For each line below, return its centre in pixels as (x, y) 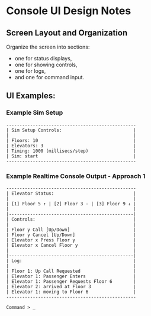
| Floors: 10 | (71, 140)
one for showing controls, (46, 65)
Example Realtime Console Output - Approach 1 (76, 176)
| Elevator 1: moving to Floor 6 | (71, 292)
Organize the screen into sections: (48, 47)
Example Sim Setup (35, 112)
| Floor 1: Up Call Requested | (71, 271)
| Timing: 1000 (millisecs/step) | (71, 151)
